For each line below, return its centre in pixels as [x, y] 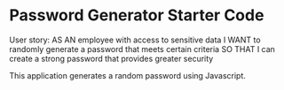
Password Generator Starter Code [137, 15]
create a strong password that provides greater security [111, 58]
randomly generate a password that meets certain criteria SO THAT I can [142, 49]
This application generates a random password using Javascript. [128, 75]
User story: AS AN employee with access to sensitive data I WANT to [135, 40]
